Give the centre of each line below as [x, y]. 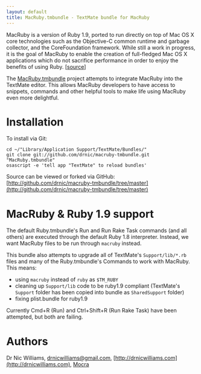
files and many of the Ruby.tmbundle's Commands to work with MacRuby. [98, 261]
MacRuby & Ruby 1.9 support [80, 214]
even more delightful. [33, 98]
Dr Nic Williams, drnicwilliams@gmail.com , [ [61, 358]
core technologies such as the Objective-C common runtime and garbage [98, 41]
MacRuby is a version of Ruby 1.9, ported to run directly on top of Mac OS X [100, 34]
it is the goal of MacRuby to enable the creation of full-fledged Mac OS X [97, 54]
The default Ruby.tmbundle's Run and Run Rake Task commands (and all [97, 230]
